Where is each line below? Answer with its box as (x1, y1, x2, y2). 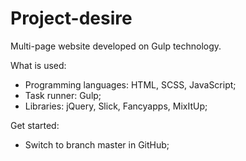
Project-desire (10, 7, 133, 30)
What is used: (10, 59, 67, 71)
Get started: (10, 119, 60, 131)
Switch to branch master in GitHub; (24, 138, 170, 151)
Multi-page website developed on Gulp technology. (10, 40, 222, 52)
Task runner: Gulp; (24, 89, 102, 101)
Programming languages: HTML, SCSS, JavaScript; (24, 78, 237, 91)
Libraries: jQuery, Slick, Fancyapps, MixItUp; (24, 100, 208, 112)
